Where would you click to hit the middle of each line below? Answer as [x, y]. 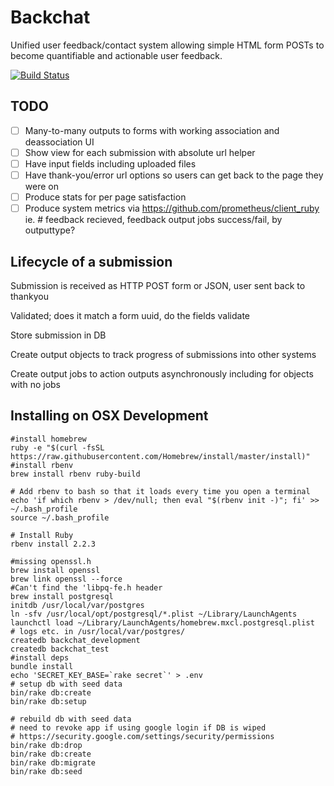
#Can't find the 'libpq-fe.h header [86, 587]
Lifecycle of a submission [91, 261]
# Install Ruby [42, 535]
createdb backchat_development [75, 640]
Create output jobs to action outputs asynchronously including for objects [162, 373]
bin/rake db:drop [46, 745]
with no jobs [35, 384]
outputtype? [50, 230]
